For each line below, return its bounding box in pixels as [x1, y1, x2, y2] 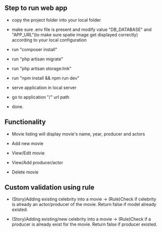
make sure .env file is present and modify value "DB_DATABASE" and [11, 27, 152, 32]
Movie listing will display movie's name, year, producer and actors [11, 131, 145, 137]
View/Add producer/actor [11, 159, 63, 165]
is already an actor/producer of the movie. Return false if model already [11, 202, 157, 207]
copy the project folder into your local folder [11, 17, 101, 23]
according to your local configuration [11, 37, 87, 43]
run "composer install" [11, 46, 57, 52]
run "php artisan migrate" [11, 56, 63, 62]
